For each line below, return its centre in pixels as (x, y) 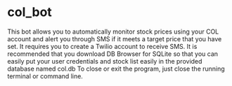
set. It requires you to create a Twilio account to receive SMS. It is (102, 46)
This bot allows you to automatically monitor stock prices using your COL (113, 31)
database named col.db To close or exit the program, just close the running (116, 69)
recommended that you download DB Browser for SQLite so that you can (113, 54)
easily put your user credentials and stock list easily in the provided (105, 61)
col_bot (30, 12)
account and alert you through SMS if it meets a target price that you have (115, 38)
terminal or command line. (45, 76)
